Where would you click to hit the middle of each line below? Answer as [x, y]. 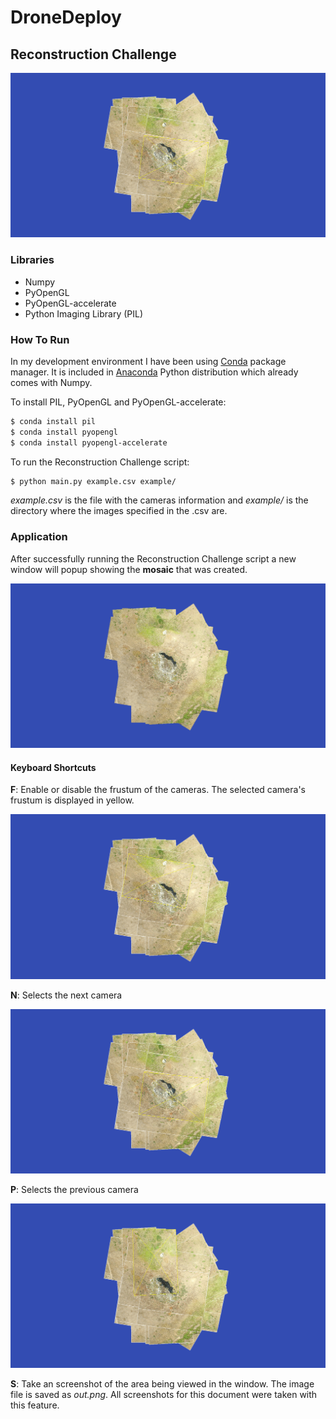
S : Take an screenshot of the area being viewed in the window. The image [162, 1384]
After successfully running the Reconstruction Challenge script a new [153, 558]
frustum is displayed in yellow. [72, 800]
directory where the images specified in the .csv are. [119, 511]
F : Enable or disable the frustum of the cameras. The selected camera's [158, 790]
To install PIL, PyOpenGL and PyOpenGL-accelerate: [118, 402]
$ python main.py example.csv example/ [93, 481]
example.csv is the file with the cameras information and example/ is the [159, 500]
